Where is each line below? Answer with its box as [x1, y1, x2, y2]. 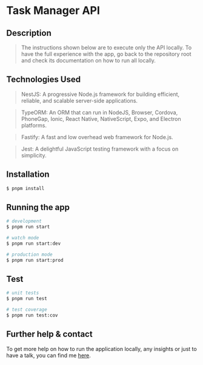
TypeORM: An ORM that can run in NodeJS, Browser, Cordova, [21, 109, 178, 116]
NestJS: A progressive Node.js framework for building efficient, [21, 90, 180, 98]
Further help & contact [6, 329, 93, 339]
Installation [6, 169, 50, 180]
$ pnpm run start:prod [6, 257, 64, 263]
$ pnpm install [6, 185, 45, 191]
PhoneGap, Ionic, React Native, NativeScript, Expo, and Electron [21, 115, 181, 122]
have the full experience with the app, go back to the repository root [21, 50, 192, 58]
